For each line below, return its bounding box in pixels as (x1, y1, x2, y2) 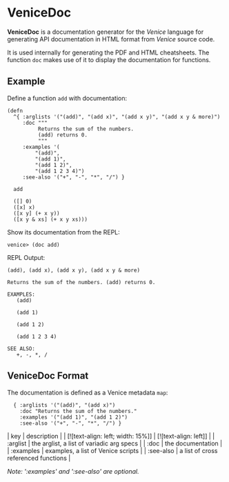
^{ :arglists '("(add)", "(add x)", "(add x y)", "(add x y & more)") (13, 113, 221, 120)
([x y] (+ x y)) (13, 210, 60, 217)
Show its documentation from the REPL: (7, 228, 121, 236)
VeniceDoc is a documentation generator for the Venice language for (7, 28, 204, 36)
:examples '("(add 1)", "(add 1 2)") (19, 414, 128, 421)
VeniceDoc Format (7, 370, 89, 382)
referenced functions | (7, 454, 71, 462)
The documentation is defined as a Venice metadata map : (7, 388, 168, 396)
